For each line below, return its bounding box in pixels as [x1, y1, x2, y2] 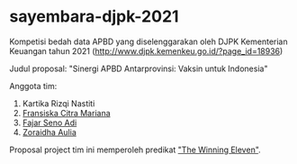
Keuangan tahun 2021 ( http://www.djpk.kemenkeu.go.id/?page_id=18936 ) [9, 45, 283, 56]
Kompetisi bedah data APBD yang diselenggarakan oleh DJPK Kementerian [9, 36, 288, 47]
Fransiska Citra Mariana [22, 107, 111, 118]
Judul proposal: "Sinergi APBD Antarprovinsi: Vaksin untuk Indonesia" [9, 63, 268, 74]
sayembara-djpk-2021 [9, 6, 179, 27]
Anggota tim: [9, 80, 58, 91]
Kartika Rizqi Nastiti [22, 97, 95, 109]
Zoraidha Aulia [22, 126, 76, 137]
